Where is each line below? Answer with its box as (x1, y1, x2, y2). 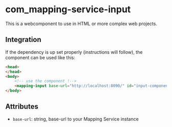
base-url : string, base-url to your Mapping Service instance (12, 116, 139, 122)
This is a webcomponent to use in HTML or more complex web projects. (5, 20, 158, 27)
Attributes (5, 102, 38, 111)
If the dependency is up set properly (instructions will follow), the (5, 49, 143, 55)
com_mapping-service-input (5, 4, 131, 15)
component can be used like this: (5, 54, 75, 60)
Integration (5, 35, 42, 44)
